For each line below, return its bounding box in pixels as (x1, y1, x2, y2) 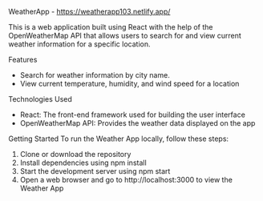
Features (8, 55, 38, 64)
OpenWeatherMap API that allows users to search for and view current (8, 31, 242, 40)
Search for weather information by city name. (19, 70, 170, 79)
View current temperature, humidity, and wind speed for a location (19, 79, 240, 88)
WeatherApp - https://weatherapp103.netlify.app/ (8, 7, 171, 16)
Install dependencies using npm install (19, 158, 147, 167)
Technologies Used (8, 94, 72, 103)
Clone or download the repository (19, 150, 131, 159)
